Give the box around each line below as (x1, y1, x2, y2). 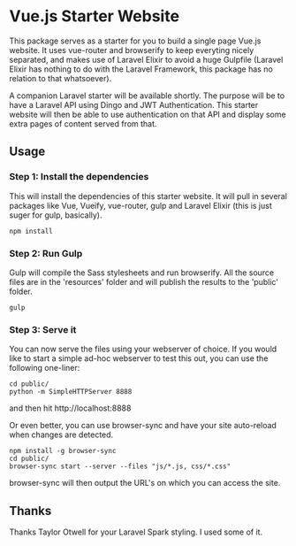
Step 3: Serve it (9, 323, 77, 335)
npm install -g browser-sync (9, 447, 117, 456)
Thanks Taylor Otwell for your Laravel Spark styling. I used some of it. (9, 527, 263, 537)
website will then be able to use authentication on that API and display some (9, 109, 286, 119)
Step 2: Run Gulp (9, 247, 83, 259)
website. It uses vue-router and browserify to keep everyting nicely (9, 44, 254, 55)
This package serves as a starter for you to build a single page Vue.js (9, 35, 262, 46)
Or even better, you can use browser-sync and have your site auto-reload (9, 420, 277, 431)
